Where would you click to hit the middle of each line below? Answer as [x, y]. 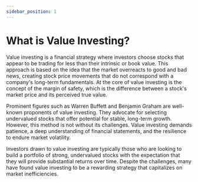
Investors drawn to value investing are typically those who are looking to [94, 148]
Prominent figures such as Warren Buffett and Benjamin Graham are [88, 106]
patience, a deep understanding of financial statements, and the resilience [96, 131]
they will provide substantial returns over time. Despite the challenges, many [99, 161]
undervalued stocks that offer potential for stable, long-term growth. [89, 118]
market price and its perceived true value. [57, 94]
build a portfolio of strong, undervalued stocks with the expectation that [93, 155]
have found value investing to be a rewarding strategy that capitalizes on [94, 167]
